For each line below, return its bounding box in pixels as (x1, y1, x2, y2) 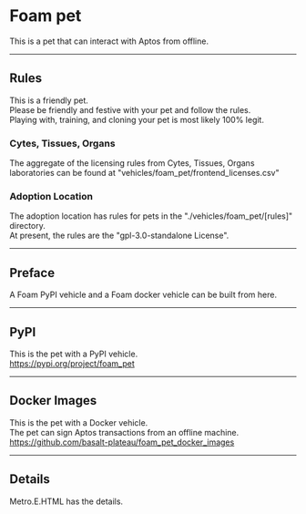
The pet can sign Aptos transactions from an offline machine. (9, 427, 240, 437)
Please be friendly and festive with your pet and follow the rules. (9, 104, 251, 115)
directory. (9, 221, 46, 231)
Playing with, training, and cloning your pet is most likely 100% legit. (9, 114, 264, 125)
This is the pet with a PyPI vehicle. (9, 348, 138, 359)
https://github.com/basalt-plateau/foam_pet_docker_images (9, 437, 235, 447)
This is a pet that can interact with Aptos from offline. (9, 36, 209, 46)
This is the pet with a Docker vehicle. (9, 416, 148, 428)
